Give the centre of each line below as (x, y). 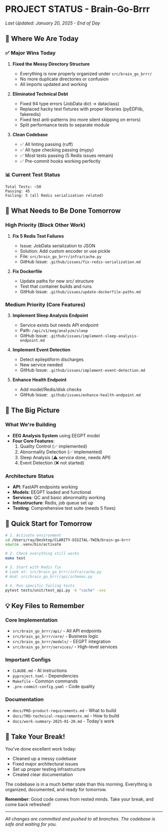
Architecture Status (29, 476)
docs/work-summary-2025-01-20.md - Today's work (63, 721)
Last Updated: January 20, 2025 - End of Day (53, 23)
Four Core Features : (33, 441)
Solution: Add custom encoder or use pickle (65, 251)
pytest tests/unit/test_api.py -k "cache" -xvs (56, 590)
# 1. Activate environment (33, 535)
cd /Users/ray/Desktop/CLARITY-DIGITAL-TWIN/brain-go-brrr (68, 540)
